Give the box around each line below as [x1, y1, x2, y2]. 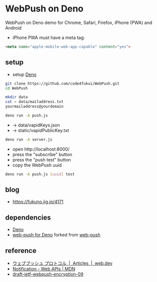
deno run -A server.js [5, 137, 52, 142]
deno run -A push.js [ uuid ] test [5, 171, 75, 176]
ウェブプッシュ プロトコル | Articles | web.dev [12, 260, 112, 266]
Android [5, 24, 21, 30]
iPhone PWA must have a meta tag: [12, 34, 85, 40]
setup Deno [12, 71, 36, 77]
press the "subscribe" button [12, 151, 72, 157]
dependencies [5, 213, 51, 221]
